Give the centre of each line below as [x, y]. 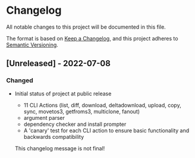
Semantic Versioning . [32, 45]
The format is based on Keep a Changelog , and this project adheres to [92, 38]
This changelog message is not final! [60, 148]
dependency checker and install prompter [75, 124]
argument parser [44, 117]
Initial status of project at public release [63, 94]
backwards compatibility [54, 137]
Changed [20, 80]
